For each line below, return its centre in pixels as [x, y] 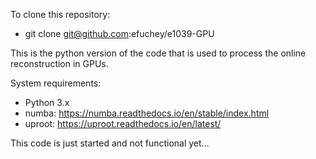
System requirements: [56, 83]
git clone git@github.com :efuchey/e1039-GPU [119, 33]
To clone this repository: [60, 14]
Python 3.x [47, 102]
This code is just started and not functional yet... [110, 143]
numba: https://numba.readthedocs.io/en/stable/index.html [147, 113]
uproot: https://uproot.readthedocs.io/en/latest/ [123, 123]
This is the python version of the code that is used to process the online [158, 53]
